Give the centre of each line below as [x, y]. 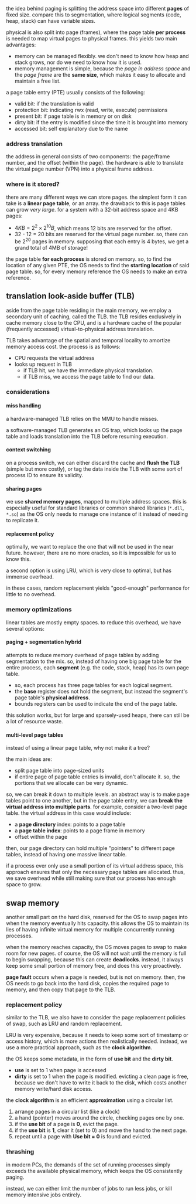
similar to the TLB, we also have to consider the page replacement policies [96, 1018]
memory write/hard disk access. [53, 1089]
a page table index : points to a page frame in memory [80, 831]
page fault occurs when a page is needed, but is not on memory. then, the [96, 977]
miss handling [24, 406]
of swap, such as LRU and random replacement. [64, 1024]
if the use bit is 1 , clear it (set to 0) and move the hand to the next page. [101, 1130]
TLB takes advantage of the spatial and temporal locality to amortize [88, 340]
